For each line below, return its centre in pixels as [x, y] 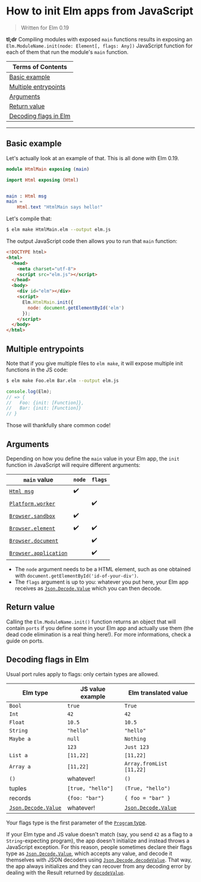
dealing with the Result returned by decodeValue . [66, 872]
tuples [18, 788]
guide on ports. [25, 641]
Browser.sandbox [32, 516]
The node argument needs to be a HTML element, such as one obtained [103, 569]
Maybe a [20, 739]
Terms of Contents [40, 67]
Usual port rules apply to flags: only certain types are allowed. [83, 674]
